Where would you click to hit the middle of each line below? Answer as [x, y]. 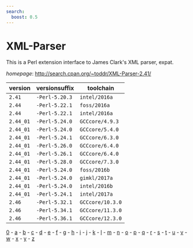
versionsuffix [55, 88]
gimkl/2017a [96, 178]
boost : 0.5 [25, 17]
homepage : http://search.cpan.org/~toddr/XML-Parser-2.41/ [79, 73]
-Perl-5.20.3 [54, 97]
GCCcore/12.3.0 [101, 219]
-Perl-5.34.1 [54, 210]
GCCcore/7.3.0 [99, 162]
